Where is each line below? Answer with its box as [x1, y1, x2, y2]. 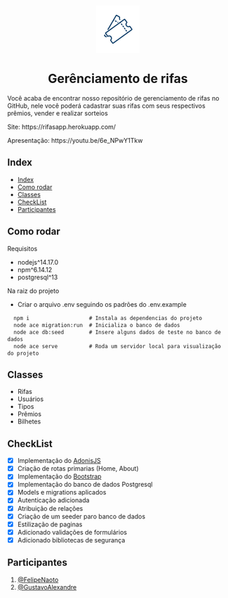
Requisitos [7, 244, 38, 253]
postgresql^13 [17, 273, 58, 281]
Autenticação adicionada [17, 496, 90, 504]
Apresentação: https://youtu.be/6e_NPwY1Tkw [7, 136, 143, 144]
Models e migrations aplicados [17, 488, 107, 497]
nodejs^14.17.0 [17, 257, 59, 266]
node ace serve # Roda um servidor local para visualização [13, 343, 221, 350]
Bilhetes [17, 417, 41, 426]
